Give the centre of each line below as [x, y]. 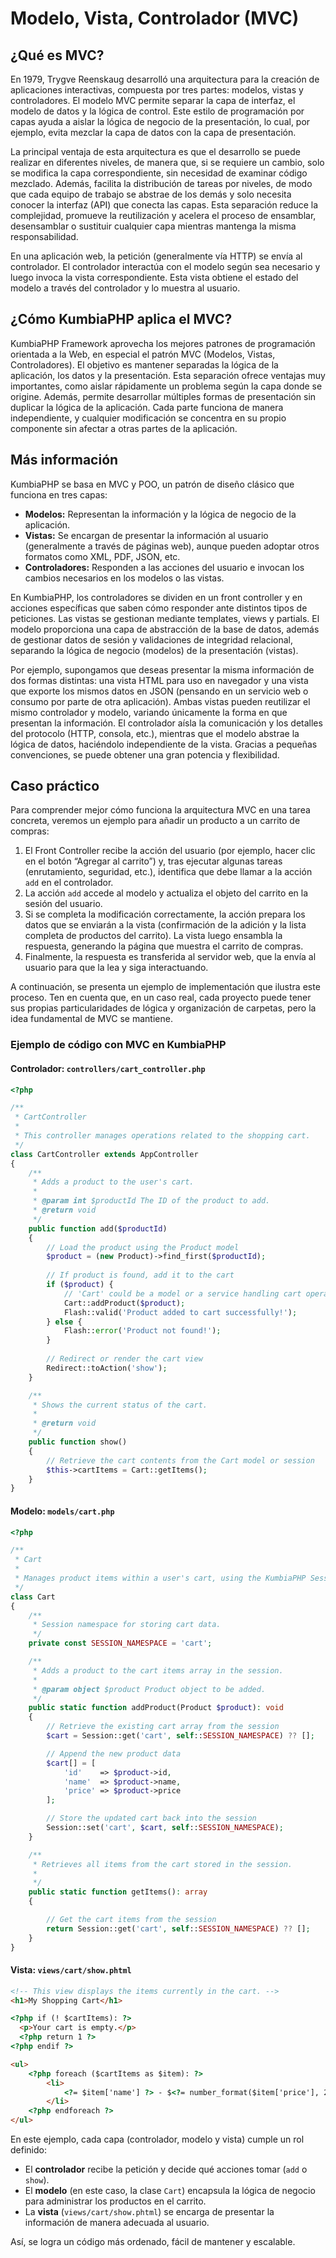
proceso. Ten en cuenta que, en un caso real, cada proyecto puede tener [161, 998]
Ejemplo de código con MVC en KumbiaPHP [118, 1045]
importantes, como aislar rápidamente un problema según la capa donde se [166, 386]
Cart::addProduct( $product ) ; [124, 1303]
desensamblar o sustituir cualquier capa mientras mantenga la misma [153, 226]
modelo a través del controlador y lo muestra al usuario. [125, 288]
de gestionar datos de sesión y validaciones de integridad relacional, [152, 639]
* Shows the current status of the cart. [120, 1405]
